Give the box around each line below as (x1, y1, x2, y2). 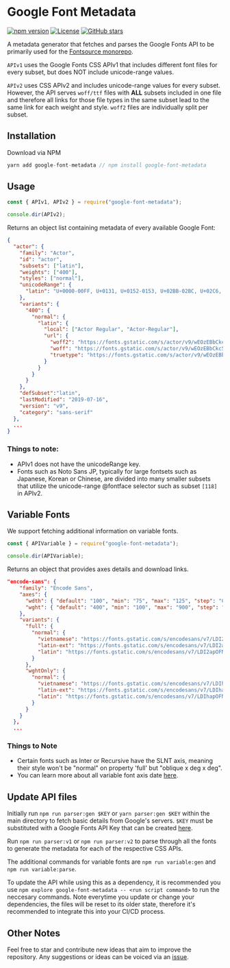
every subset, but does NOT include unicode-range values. (7, 68, 175, 76)
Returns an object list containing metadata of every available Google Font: (7, 223, 216, 232)
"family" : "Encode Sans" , (19, 585, 94, 592)
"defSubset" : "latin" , (19, 390, 81, 397)
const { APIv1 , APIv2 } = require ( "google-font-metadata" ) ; (7, 199, 183, 206)
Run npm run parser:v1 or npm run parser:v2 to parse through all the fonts (7, 837, 217, 845)
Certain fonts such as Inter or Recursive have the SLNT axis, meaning (16, 757, 214, 765)
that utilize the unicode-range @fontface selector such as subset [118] (16, 481, 218, 490)
